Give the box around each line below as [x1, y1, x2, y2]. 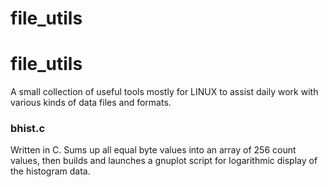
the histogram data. [10, 165, 91, 177]
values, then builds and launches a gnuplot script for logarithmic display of [10, 155, 318, 167]
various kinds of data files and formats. [10, 97, 172, 109]
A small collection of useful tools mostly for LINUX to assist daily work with [10, 86, 319, 98]
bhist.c [10, 122, 46, 136]
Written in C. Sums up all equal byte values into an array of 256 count [10, 144, 297, 156]
